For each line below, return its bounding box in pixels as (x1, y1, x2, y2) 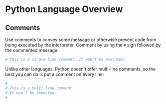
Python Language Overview (5, 3, 123, 15)
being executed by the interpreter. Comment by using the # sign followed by (5, 42, 161, 48)
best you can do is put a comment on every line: (5, 71, 104, 77)
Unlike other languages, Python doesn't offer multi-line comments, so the (5, 66, 156, 72)
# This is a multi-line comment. (5, 85, 75, 90)
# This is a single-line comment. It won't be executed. (5, 57, 126, 62)
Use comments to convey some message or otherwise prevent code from (5, 36, 157, 42)
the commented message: (5, 47, 59, 53)
